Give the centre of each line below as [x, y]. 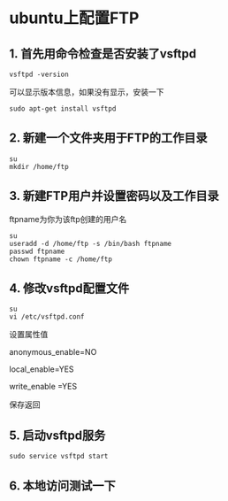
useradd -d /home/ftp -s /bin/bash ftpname [91, 243]
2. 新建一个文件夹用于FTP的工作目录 [108, 138]
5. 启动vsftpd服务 [57, 435]
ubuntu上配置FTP [74, 18]
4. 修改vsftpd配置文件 [69, 289]
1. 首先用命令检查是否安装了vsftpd [103, 54]
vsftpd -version [39, 74]
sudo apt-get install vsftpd [63, 109]
